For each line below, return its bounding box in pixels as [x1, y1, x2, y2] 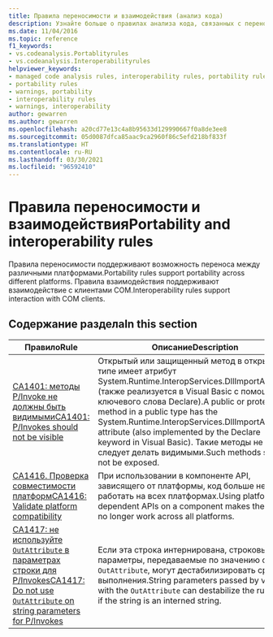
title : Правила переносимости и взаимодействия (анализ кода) [8, 11, 223, 20]
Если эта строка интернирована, [97, 544, 227, 555]
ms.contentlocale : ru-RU [8, 148, 93, 156]
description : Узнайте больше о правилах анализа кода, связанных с [8, 19, 242, 28]
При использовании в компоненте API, [97, 470, 251, 481]
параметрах [12, 554, 61, 565]
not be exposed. [97, 457, 160, 468]
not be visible [12, 431, 64, 443]
